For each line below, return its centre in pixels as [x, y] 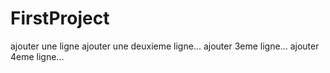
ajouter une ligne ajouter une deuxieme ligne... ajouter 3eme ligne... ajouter [165, 46]
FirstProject [60, 18]
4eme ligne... [37, 56]
